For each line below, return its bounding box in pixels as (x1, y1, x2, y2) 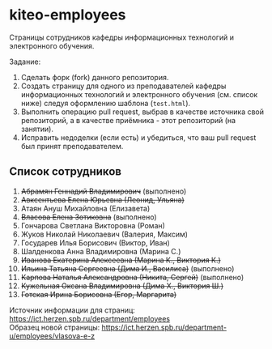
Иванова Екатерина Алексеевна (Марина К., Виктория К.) (20, 255, 221, 265)
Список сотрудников (9, 164, 122, 179)
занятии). (20, 124, 54, 134)
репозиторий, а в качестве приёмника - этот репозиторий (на (20, 115, 236, 125)
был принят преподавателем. (20, 141, 124, 151)
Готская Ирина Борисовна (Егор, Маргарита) (20, 289, 177, 299)
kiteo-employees (9, 6, 126, 24)
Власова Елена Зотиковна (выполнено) (20, 212, 157, 222)
